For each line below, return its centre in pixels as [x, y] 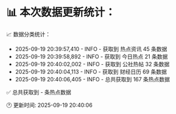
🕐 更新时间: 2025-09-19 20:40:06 [49, 105]
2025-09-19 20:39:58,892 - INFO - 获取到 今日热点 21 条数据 [91, 56]
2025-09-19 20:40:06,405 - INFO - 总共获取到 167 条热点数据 [93, 79]
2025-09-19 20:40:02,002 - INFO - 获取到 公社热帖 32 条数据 [92, 64]
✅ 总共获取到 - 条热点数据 [39, 92]
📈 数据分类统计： [28, 34]
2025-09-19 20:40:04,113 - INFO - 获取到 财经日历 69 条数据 [91, 72]
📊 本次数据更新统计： [61, 12]
